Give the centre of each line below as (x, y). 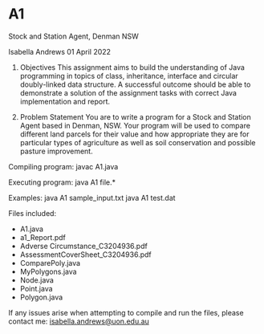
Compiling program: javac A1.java (63, 166)
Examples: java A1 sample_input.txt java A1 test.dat (92, 198)
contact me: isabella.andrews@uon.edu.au (79, 321)
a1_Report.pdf (43, 237)
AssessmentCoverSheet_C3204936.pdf (86, 255)
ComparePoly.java (50, 263)
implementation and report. (65, 101)
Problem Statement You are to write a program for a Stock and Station (135, 116)
